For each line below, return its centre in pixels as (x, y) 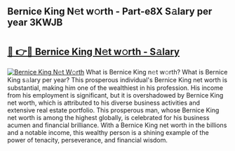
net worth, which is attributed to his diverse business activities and (103, 103)
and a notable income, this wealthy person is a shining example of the (108, 132)
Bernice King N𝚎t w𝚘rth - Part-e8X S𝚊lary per (110, 12)
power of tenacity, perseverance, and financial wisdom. (88, 140)
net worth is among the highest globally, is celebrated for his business (108, 118)
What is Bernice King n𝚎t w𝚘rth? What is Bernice (157, 72)
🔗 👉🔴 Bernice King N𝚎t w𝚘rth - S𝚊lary (94, 52)
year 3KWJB (35, 23)
